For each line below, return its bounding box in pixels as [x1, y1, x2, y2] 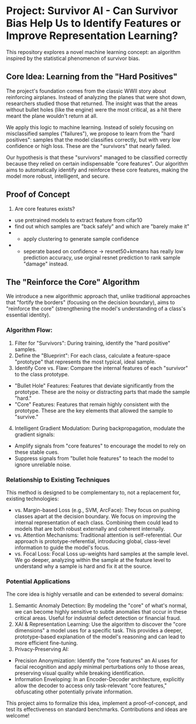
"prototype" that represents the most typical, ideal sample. [14, 358, 156, 365]
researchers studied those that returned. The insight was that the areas [6, 100, 178, 107]
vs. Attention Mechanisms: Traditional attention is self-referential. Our [14, 531, 183, 538]
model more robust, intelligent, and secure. [6, 172, 110, 180]
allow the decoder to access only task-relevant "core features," [14, 682, 167, 689]
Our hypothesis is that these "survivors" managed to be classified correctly [6, 154, 188, 161]
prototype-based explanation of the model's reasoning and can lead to [14, 633, 185, 641]
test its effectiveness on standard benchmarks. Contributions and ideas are [6, 706, 188, 713]
